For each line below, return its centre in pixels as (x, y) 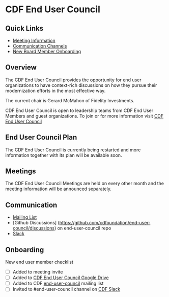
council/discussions (34, 228)
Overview (21, 67)
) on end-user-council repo (83, 228)
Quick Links (24, 28)
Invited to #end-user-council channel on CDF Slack (66, 289)
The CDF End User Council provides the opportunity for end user (73, 80)
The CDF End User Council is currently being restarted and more (73, 150)
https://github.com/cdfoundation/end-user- (105, 223)
